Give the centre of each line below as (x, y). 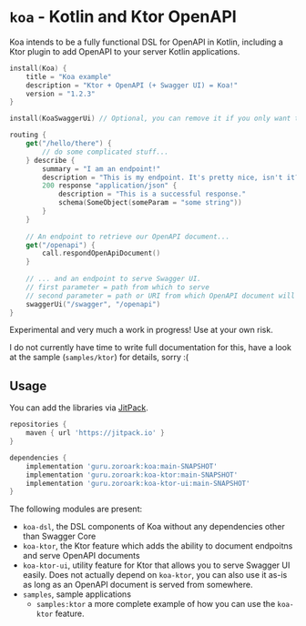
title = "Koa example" (69, 76)
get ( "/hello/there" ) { (69, 144)
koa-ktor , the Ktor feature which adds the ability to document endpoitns (158, 546)
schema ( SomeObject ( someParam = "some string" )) (150, 203)
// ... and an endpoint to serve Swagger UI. (114, 279)
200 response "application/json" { (110, 186)
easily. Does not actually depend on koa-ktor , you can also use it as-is (155, 575)
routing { (28, 135)
